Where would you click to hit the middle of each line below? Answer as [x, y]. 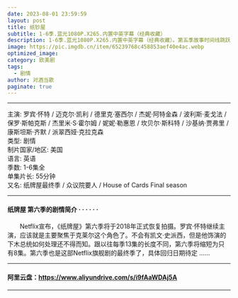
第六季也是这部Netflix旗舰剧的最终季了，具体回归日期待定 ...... [120, 253]
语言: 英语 [22, 159]
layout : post [27, 21]
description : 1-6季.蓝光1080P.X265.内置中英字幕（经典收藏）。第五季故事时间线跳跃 [119, 40]
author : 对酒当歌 [31, 80]
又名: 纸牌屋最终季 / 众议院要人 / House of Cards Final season [97, 185]
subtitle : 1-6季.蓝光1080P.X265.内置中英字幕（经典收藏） [87, 34]
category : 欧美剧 [31, 60]
